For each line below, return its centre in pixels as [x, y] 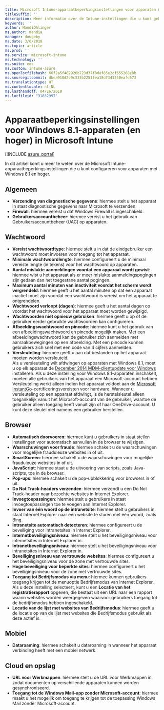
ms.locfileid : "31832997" [31, 96]
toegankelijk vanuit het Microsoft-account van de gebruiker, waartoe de [84, 399]
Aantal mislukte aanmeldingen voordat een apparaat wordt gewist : [81, 269]
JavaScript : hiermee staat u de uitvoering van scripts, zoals [72, 468]
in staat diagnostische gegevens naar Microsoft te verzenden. [74, 206]
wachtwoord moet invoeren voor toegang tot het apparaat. [71, 254]
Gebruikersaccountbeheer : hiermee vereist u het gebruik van [75, 217]
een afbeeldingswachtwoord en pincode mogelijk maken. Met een [79, 332]
